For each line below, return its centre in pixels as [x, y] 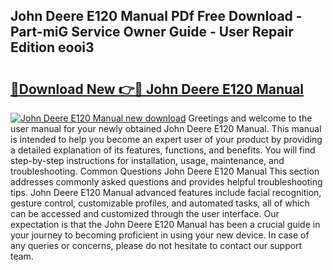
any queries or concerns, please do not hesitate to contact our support [156, 245]
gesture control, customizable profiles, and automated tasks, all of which [160, 203]
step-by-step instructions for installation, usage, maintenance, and [147, 160]
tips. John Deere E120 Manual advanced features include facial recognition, [166, 192]
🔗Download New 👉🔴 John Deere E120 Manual [157, 89]
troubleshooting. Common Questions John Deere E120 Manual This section [165, 171]
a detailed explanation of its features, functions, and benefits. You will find [163, 150]
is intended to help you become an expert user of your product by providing [166, 139]
